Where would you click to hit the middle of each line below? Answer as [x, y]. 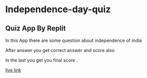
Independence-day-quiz [58, 9]
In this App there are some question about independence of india [73, 40]
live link [13, 70]
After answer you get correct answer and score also [60, 50]
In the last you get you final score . [42, 60]
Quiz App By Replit [36, 28]
